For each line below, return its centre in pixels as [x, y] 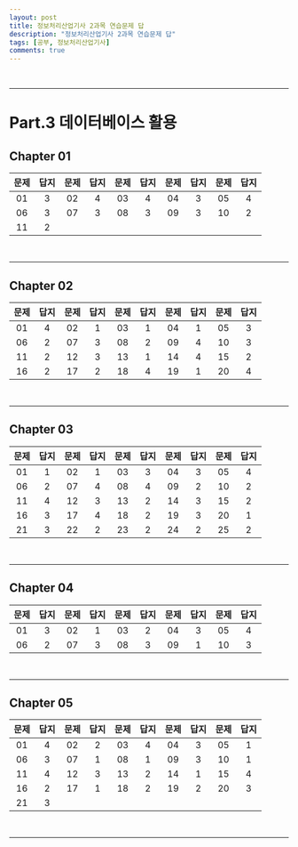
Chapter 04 [41, 588]
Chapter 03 [41, 429]
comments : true [37, 51]
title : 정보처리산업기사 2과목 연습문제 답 [77, 26]
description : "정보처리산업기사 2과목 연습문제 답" [93, 34]
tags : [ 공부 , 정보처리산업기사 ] [60, 42]
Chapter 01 [40, 156]
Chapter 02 [41, 286]
